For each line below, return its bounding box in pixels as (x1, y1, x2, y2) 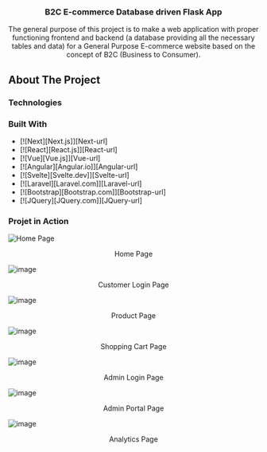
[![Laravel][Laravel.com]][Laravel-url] (19, 179, 142, 188)
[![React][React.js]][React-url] (19, 144, 118, 154)
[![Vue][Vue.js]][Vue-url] (19, 153, 101, 163)
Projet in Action (8, 215, 69, 226)
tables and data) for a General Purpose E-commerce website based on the (11, 41, 256, 51)
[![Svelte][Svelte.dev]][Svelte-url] (19, 170, 130, 179)
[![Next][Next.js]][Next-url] (19, 136, 108, 146)
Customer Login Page (98, 280, 169, 289)
